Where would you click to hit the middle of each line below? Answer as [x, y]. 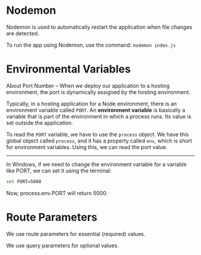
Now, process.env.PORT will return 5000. [57, 193]
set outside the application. [40, 123]
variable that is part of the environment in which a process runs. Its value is [99, 116]
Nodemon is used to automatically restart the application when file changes [99, 27]
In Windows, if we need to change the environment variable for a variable [97, 164]
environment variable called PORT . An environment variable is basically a [96, 110]
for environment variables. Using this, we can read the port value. [87, 147]
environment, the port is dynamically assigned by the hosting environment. [98, 92]
